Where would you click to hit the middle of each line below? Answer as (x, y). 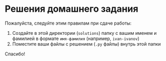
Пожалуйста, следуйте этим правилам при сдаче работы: (68, 23)
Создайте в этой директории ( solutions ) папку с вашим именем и (84, 33)
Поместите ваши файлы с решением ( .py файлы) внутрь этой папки (87, 44)
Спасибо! (15, 54)
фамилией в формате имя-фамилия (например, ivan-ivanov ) (76, 38)
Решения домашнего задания (72, 9)
